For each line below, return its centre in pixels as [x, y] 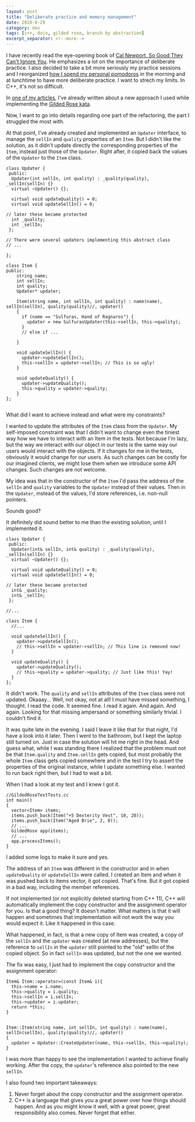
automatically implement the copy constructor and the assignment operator [97, 905]
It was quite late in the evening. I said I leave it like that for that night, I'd [92, 729]
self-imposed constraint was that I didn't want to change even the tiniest [93, 432]
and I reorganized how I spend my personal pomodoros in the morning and [96, 74]
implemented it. [25, 528]
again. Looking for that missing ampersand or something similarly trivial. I [94, 712]
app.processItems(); [36, 841]
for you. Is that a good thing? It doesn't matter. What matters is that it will [93, 911]
